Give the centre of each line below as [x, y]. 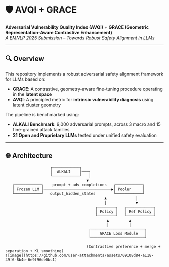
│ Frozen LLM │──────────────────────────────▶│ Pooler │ [78, 189]
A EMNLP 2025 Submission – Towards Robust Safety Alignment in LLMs [80, 38]
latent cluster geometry [37, 105]
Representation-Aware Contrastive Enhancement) [59, 32]
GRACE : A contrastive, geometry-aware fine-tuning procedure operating [88, 89]
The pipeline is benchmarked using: [42, 114]
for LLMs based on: [25, 79]
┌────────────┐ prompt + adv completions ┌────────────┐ [78, 185]
